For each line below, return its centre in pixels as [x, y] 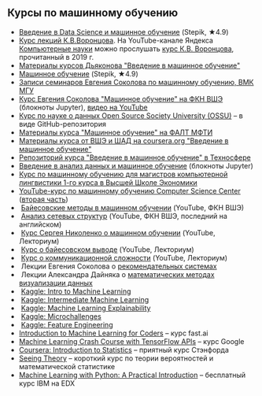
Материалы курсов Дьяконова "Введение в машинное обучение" [129, 65]
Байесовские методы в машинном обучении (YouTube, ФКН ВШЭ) [133, 207]
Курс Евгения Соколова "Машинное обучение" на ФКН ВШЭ [121, 98]
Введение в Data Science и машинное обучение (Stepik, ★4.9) [124, 31]
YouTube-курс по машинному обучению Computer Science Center [129, 191]
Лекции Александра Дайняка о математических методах [118, 274]
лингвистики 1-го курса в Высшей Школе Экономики [108, 182]
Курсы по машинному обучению [93, 13]
